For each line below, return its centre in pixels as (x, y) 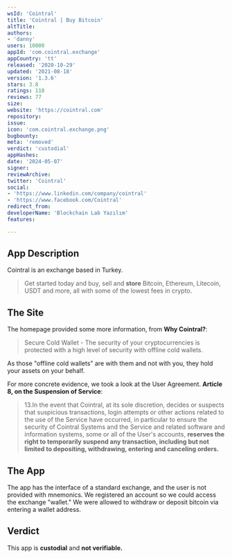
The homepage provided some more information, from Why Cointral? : (107, 329)
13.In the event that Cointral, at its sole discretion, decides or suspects (124, 405)
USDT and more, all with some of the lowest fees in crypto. (108, 291)
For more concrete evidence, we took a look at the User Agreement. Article (115, 384)
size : (15, 104)
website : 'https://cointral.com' (55, 110)
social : (18, 187)
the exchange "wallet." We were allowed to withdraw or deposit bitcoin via (113, 502)
